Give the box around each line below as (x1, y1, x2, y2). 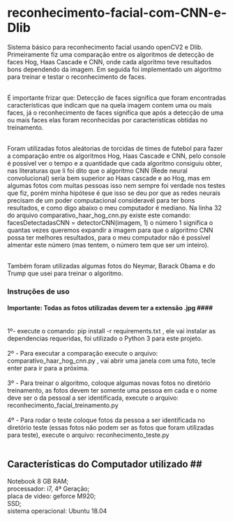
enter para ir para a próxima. (7, 364, 89, 372)
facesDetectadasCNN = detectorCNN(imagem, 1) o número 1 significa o (7, 218, 213, 226)
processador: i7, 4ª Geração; (7, 484, 90, 493)
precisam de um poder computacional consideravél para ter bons (7, 196, 195, 204)
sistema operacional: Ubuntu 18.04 (7, 507, 107, 515)
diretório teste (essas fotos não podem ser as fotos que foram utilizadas (7, 423, 214, 432)
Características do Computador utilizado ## (7, 458, 202, 470)
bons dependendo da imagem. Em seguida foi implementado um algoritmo (7, 65, 222, 73)
